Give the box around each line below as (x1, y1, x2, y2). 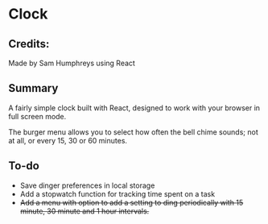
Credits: (8, 37, 50, 51)
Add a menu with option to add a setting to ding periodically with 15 (19, 197, 244, 207)
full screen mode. (8, 111, 67, 121)
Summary (8, 81, 59, 95)
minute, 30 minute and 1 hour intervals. (19, 206, 150, 216)
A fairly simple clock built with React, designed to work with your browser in (8, 102, 260, 113)
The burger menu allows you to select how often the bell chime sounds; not (8, 127, 259, 137)
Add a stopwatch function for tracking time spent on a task (19, 189, 216, 198)
